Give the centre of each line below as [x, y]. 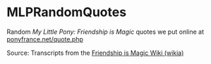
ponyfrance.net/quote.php [45, 39]
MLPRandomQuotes [67, 12]
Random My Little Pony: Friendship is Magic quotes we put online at [105, 32]
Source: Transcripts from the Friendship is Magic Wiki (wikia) [95, 53]
